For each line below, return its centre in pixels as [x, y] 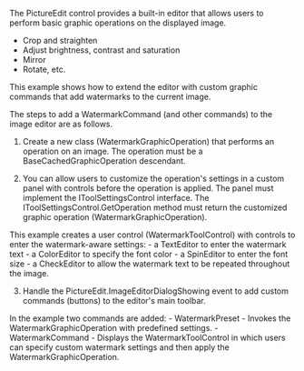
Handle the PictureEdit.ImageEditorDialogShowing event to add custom [155, 291]
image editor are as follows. [61, 124]
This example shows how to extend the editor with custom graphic [134, 87]
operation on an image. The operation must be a [113, 151]
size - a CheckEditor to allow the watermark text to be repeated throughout [150, 264]
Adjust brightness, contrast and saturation [101, 50]
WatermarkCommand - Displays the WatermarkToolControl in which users [147, 337]
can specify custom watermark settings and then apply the [119, 347]
